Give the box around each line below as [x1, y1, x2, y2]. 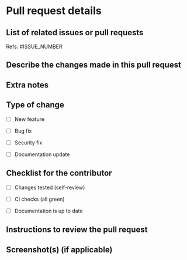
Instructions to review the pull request [6, 225, 148, 235]
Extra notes [6, 80, 49, 90]
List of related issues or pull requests [6, 28, 144, 38]
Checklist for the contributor [6, 168, 112, 178]
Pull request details [6, 4, 102, 18]
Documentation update [14, 151, 70, 158]
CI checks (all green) [14, 195, 65, 202]
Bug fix [14, 127, 32, 134]
